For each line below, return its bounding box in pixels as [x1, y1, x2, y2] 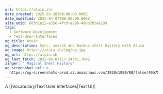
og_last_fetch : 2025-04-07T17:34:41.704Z [5, 57, 90, 62]
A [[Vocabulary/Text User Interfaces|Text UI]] [5, 83, 96, 89]
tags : [5, 25, 16, 30]
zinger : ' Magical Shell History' [5, 61, 75, 66]
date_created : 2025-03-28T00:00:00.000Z [5, 12, 88, 16]
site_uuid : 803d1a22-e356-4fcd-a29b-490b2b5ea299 [5, 20, 108, 26]
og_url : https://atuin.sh [5, 52, 57, 57]
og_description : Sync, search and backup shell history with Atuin [5, 43, 145, 48]
